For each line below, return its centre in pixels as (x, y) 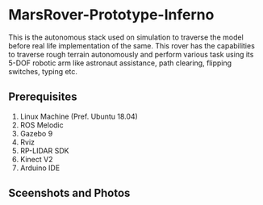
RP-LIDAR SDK (44, 150)
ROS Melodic (42, 125)
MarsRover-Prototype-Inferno (111, 15)
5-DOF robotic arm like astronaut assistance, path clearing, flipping (120, 63)
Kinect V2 (36, 159)
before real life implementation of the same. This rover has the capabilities (132, 45)
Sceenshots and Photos (69, 193)
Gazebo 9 (36, 133)
